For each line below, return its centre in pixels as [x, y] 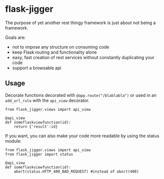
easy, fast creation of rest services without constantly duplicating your [83, 57]
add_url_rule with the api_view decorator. [47, 100]
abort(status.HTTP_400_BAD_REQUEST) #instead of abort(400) [76, 171]
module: [13, 141]
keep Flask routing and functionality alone [54, 52]
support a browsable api [37, 68]
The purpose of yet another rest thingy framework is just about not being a [80, 23]
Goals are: [15, 37]
